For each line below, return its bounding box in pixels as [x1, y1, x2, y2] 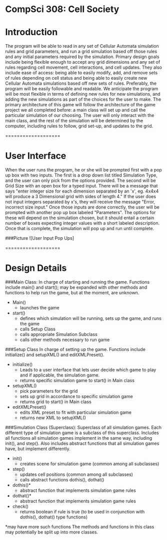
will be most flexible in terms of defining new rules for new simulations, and [5, 91, 161, 97]
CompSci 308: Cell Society [5, 4, 119, 15]
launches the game [19, 305, 59, 310]
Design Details [5, 262, 67, 274]
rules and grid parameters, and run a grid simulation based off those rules [5, 49, 157, 55]
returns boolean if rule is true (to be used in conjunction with [19, 509, 145, 514]
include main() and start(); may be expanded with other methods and [5, 284, 147, 290]
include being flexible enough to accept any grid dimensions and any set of [5, 59, 160, 65]
